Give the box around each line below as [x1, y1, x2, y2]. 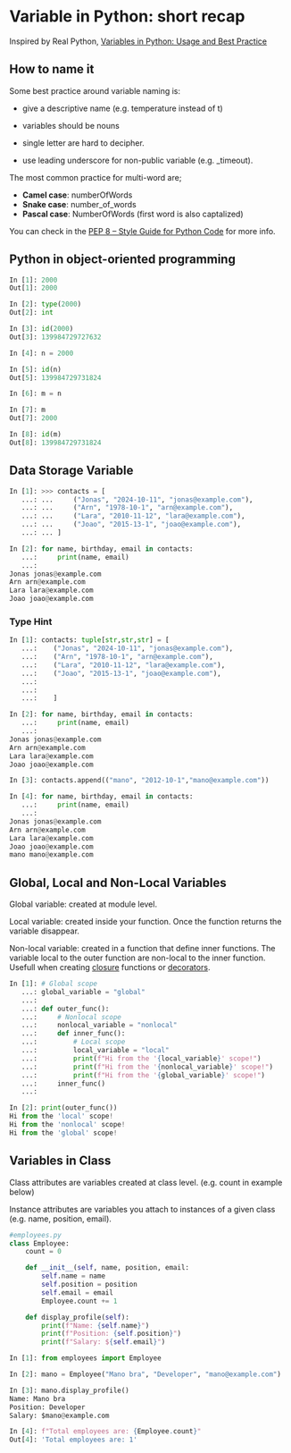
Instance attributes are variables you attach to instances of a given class [9, 1204, 276, 1214]
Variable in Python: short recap [9, 6, 245, 27]
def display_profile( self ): [25, 1313, 129, 1322]
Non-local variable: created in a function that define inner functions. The [9, 943, 276, 954]
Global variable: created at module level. [9, 899, 158, 909]
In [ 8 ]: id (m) [9, 430, 62, 439]
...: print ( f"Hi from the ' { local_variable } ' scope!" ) [21, 1053, 262, 1063]
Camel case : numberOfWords [21, 190, 133, 200]
